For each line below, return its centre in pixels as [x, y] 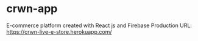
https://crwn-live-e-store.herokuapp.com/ [59, 31]
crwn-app [32, 9]
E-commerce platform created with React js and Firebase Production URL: [99, 25]
